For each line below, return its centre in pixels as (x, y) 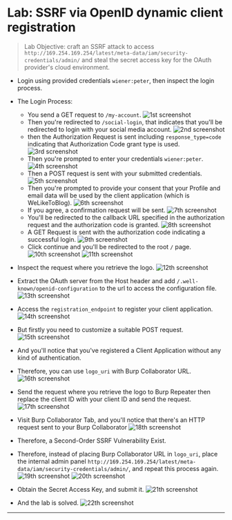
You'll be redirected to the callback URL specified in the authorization (126, 217)
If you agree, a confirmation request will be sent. (96, 210)
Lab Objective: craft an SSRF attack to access (89, 46)
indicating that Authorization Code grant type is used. (104, 144)
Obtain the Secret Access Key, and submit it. (80, 489)
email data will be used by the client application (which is (108, 195)
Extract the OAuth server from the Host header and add (96, 280)
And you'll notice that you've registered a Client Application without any (119, 350)
